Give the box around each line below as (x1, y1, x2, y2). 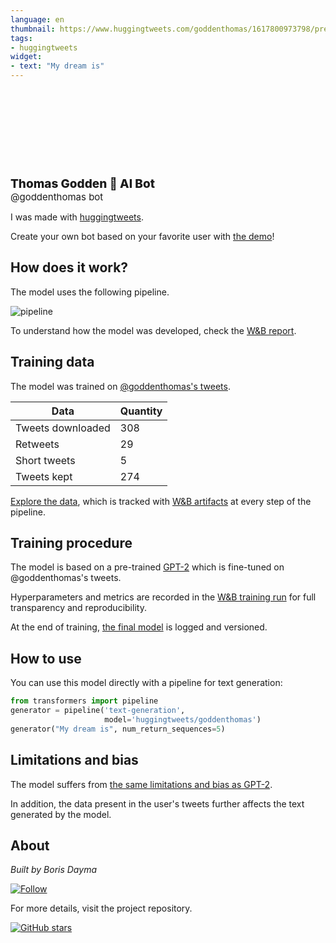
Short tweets (15, 453, 76, 467)
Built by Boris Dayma (10, 864, 97, 876)
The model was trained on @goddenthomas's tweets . (10, 380, 232, 392)
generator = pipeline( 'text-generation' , (10, 706, 186, 716)
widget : (10, 52, 43, 62)
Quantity (119, 404, 163, 418)
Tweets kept (15, 469, 73, 483)
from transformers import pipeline (10, 696, 159, 706)
